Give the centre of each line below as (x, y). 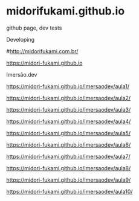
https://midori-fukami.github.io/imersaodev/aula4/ (69, 121)
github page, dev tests (34, 28)
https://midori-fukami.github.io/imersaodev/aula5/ (69, 133)
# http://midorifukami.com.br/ (42, 51)
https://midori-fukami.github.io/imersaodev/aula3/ (69, 109)
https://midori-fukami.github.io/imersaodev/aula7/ (69, 156)
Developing (21, 39)
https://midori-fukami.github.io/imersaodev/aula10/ (69, 191)
